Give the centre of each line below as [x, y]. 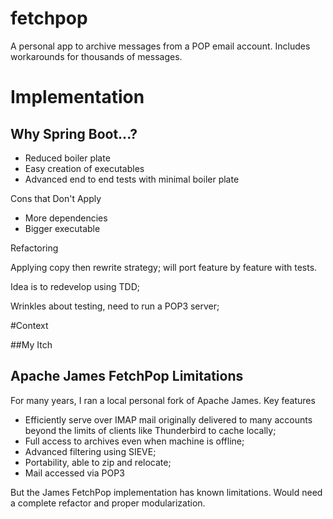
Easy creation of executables [84, 168]
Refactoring [34, 248]
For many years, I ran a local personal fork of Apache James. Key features [163, 400]
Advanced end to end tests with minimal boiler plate [132, 179]
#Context [29, 325]
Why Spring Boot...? [74, 133]
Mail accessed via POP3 [74, 473]
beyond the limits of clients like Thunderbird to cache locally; [150, 430]
